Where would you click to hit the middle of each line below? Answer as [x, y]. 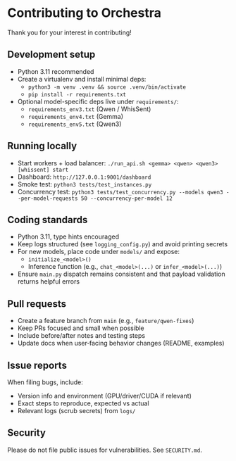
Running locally [42, 146]
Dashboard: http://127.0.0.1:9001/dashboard [84, 177]
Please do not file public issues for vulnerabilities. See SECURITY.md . [105, 450]
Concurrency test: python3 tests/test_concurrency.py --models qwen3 [120, 191]
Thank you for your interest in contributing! [69, 32]
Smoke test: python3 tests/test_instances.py [85, 184]
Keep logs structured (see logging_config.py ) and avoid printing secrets [122, 244]
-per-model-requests [48, 198]
